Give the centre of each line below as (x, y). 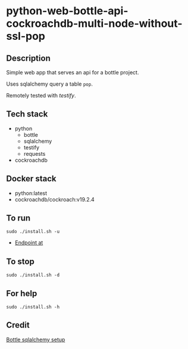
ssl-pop (26, 36)
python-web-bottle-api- (67, 11)
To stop (20, 261)
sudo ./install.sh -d (33, 275)
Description (28, 58)
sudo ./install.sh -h (33, 307)
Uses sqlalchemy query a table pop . (50, 84)
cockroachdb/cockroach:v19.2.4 (55, 199)
